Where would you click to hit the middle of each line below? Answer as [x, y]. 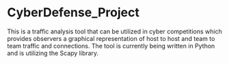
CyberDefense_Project [73, 13]
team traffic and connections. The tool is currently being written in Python [111, 46]
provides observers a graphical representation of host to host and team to [111, 38]
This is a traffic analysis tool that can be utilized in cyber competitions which [114, 31]
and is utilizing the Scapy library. [53, 53]
